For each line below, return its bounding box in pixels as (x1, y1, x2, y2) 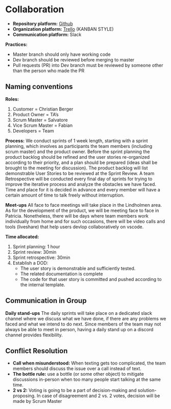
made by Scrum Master (12, 398, 62, 404)
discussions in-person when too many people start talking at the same (12, 376, 161, 382)
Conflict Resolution (5, 347, 68, 355)
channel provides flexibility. (5, 332, 63, 338)
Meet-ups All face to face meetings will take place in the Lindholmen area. (5, 202, 162, 208)
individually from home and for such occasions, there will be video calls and (5, 218, 165, 224)
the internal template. (20, 282, 65, 288)
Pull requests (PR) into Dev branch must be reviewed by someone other (12, 62, 163, 68)
